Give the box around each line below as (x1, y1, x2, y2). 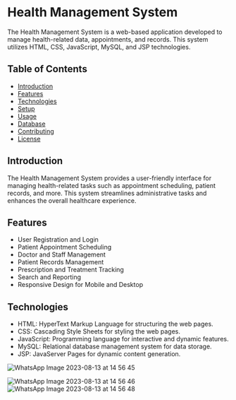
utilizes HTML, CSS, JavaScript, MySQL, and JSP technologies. (7, 42, 191, 51)
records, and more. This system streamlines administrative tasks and (7, 189, 207, 197)
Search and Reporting (17, 273, 82, 281)
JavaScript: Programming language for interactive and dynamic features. (17, 335, 229, 343)
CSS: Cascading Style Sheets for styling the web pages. (17, 327, 181, 336)
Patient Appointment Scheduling (17, 243, 112, 252)
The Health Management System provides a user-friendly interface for (7, 174, 212, 182)
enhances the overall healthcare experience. (7, 196, 137, 205)
